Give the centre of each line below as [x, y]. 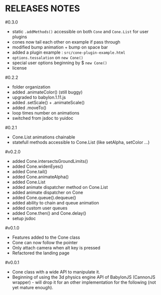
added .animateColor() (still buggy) [47, 92]
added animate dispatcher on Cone [48, 192]
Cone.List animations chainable [44, 137]
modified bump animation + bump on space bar [60, 47]
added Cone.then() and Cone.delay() [49, 213]
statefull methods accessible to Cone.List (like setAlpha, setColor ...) [81, 142]
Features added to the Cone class [46, 237]
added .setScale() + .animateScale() [48, 102]
